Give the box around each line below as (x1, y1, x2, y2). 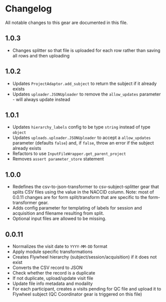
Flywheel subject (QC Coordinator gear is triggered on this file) (12, 291, 142, 297)
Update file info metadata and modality (12, 280, 93, 286)
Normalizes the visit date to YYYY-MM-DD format (12, 243, 107, 249)
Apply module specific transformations (12, 248, 93, 254)
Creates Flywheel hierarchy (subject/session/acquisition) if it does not (12, 254, 157, 260)
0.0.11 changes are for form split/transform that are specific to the (12, 194, 147, 200)
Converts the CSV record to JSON (12, 264, 83, 270)
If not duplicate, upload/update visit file (12, 275, 93, 281)
